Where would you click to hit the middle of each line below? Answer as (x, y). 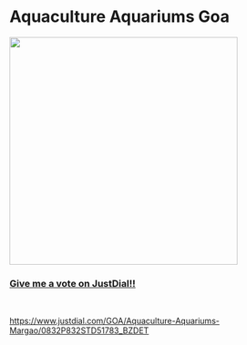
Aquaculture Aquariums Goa (119, 17)
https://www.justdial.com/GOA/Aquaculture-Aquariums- (115, 321)
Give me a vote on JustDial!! (73, 283)
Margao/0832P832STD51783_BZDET (79, 330)
